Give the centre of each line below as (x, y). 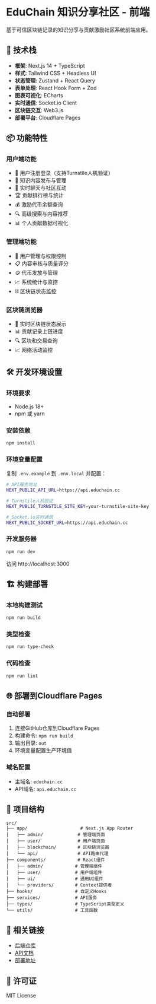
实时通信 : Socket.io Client (46, 103)
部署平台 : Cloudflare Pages (48, 117)
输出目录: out (31, 743)
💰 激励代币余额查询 (39, 205)
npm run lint (22, 676)
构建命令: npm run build (44, 736)
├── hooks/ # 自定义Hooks (56, 892)
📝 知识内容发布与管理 (40, 180)
